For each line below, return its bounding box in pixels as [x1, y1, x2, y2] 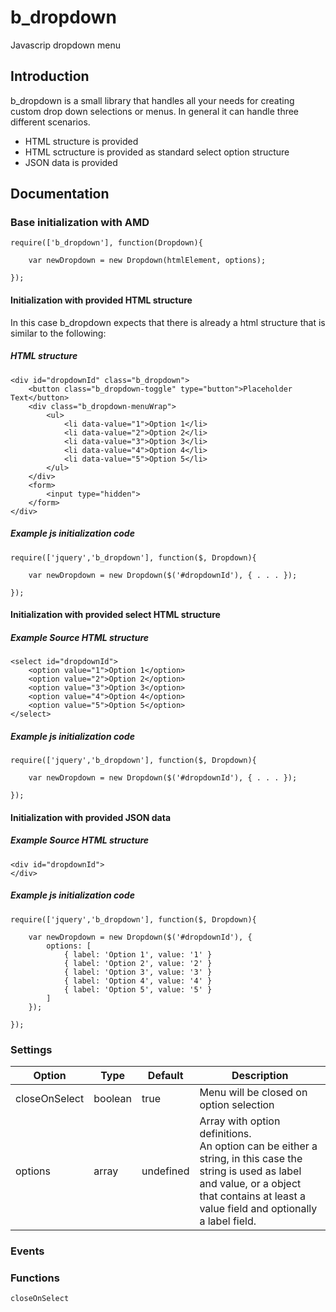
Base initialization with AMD [10, 216, 150, 230]
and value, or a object [199, 1176, 302, 1190]
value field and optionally [199, 1201, 318, 1215]
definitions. [199, 1126, 252, 1140]
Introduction [10, 68, 90, 85]
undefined [141, 1164, 190, 1178]
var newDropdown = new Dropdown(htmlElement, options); [28, 256, 267, 266]
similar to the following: [10, 327, 107, 339]
